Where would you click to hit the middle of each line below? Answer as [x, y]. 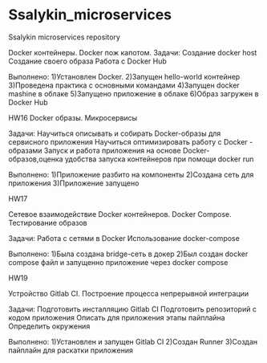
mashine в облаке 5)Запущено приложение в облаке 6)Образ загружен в [133, 93]
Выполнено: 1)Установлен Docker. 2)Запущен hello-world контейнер [124, 76]
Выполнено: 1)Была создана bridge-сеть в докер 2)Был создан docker [128, 254]
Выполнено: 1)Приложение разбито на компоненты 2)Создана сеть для [131, 174]
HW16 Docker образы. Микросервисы [73, 117]
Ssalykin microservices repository [64, 37]
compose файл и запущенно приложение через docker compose [118, 262]
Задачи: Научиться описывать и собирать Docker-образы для [115, 133]
